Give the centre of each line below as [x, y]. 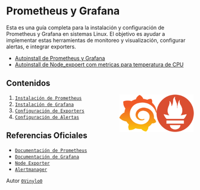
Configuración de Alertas [47, 117]
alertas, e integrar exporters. [41, 47]
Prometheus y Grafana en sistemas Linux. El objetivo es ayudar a [86, 33]
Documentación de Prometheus [51, 151]
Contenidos [28, 83]
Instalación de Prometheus [48, 98]
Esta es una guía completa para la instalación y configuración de [85, 27]
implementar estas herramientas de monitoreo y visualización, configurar [96, 40]
